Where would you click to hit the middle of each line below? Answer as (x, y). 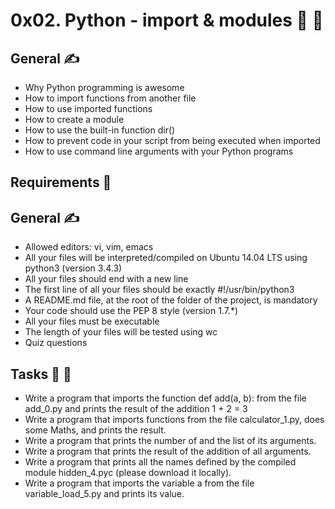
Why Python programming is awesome (104, 87)
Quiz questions (56, 343)
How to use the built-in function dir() (100, 130)
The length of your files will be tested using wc (121, 332)
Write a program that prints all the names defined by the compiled (160, 462)
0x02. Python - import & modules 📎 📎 (167, 20)
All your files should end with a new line (106, 279)
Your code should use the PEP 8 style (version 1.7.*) (131, 311)
